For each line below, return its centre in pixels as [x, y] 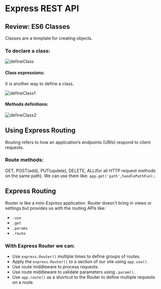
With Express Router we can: [40, 246]
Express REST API [42, 9]
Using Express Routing [40, 131]
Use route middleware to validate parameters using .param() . [73, 272]
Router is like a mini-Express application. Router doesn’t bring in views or [79, 203]
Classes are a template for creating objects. [49, 38]
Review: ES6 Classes [38, 27]
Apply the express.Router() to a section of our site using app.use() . [80, 261]
